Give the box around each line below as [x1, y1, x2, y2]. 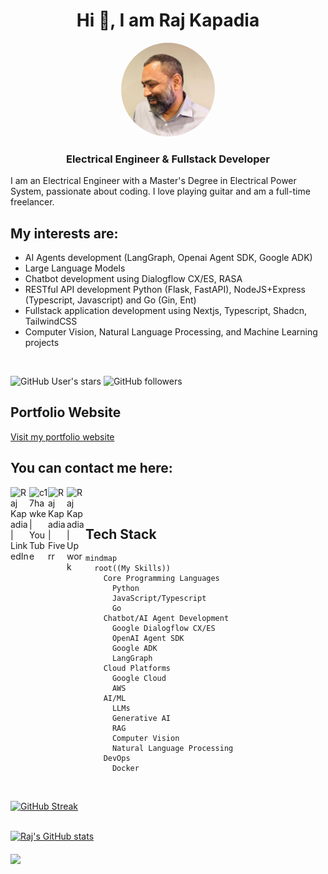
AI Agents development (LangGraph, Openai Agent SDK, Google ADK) [24, 252, 313, 264]
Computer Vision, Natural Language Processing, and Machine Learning [24, 326, 318, 338]
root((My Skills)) [94, 564, 172, 574]
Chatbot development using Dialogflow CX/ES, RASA [24, 273, 243, 285]
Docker [111, 764, 140, 774]
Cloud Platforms [103, 664, 172, 674]
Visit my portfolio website [10, 430, 115, 443]
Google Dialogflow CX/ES [111, 624, 216, 634]
